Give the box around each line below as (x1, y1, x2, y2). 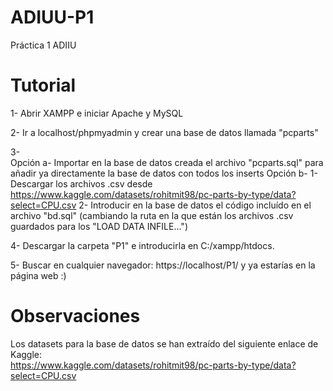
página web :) (10, 269, 67, 281)
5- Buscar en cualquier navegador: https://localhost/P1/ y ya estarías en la (10, 259, 316, 271)
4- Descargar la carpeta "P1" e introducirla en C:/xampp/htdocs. (10, 239, 275, 251)
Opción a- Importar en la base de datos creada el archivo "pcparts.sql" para (10, 156, 324, 168)
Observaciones (10, 305, 141, 328)
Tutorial (10, 74, 77, 97)
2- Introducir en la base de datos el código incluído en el (78, 199, 312, 211)
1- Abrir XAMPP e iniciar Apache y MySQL (10, 107, 184, 119)
